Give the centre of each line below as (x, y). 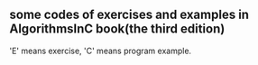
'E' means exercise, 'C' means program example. (101, 51)
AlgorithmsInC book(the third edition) (117, 29)
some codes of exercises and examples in (129, 15)
